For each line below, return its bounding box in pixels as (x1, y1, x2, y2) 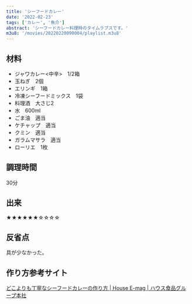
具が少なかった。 (6, 249, 47, 256)
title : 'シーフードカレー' (6, 8, 64, 15)
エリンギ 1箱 (14, 85, 48, 92)
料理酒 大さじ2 (14, 99, 54, 106)
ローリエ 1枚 (14, 143, 48, 150)
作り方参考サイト (6, 268, 68, 278)
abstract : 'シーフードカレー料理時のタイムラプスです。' (6, 25, 128, 31)
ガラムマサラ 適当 (14, 136, 61, 143)
